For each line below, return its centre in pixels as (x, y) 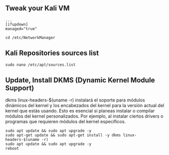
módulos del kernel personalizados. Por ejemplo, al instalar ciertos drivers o (84, 116)
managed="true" (21, 29)
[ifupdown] (17, 24)
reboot (12, 148)
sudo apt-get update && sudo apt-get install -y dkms (63, 135)
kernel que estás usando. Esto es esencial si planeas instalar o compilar (80, 111)
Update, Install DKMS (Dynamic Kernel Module (80, 80)
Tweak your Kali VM (37, 8)
